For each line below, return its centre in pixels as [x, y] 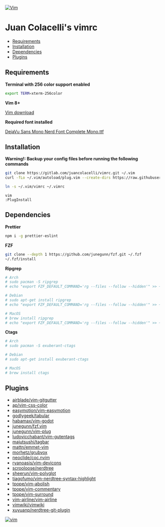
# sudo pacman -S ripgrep [31, 282]
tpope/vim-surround [33, 494]
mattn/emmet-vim [30, 447]
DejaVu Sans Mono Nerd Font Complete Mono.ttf [55, 131]
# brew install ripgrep [29, 318]
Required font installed [29, 122]
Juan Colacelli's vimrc [51, 28]
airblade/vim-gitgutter [34, 400]
